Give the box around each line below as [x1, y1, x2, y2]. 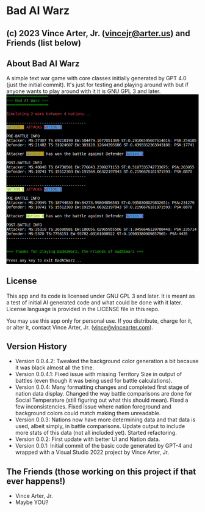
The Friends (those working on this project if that [6, 466, 196, 476]
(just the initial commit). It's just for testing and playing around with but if [6, 81, 189, 89]
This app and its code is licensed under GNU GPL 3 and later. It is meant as [6, 292, 195, 299]
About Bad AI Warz [6, 58, 80, 69]
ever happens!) [6, 476, 66, 486]
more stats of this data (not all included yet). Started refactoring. [15, 429, 177, 437]
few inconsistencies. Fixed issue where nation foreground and [15, 403, 172, 410]
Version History [6, 341, 67, 352]
